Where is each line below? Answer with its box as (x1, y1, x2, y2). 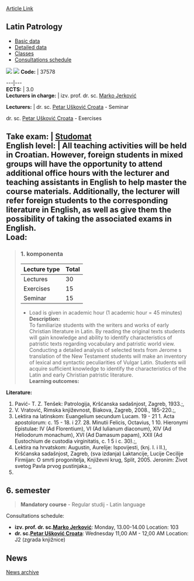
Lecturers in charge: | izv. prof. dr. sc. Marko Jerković (6, 92, 137, 99)
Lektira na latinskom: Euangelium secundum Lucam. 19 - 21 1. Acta (14, 412, 175, 419)
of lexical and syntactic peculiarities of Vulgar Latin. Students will (29, 358, 186, 365)
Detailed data (14, 43, 47, 50)
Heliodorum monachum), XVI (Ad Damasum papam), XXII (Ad (14, 431, 162, 438)
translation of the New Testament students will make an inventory (29, 353, 187, 360)
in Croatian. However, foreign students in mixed (6, 150, 183, 160)
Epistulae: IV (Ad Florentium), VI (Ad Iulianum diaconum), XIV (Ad (14, 425, 171, 432)
